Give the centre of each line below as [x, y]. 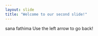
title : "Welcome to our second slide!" [46, 14]
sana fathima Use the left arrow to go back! [49, 28]
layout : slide [20, 10]
